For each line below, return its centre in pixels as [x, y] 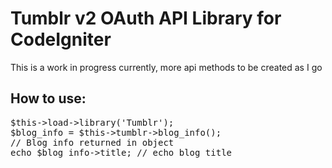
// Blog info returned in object [92, 142]
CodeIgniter [61, 39]
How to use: [48, 98]
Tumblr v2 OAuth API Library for [146, 18]
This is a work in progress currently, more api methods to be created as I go [166, 67]
